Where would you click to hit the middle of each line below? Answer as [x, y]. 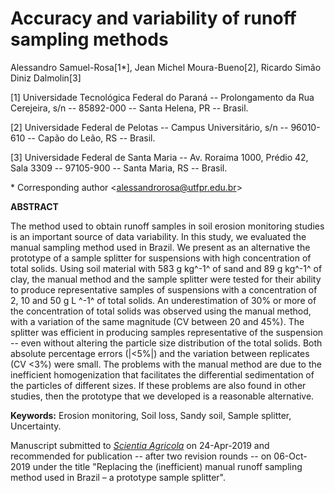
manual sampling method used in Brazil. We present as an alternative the [160, 247]
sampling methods [89, 39]
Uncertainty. [36, 426]
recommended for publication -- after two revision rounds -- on [141, 456]
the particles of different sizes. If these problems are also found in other [158, 385]
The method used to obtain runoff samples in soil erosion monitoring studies [167, 226]
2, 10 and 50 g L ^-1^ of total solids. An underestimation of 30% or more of [163, 300]
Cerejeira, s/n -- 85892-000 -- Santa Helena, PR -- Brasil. [129, 108]
